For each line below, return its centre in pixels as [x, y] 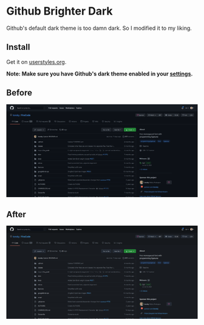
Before [19, 93]
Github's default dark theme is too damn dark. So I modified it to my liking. [99, 28]
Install [18, 47]
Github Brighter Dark [60, 11]
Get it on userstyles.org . [36, 61]
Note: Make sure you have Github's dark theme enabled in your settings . [100, 74]
